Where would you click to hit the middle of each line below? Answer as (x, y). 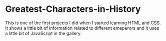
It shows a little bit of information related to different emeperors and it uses (82, 28)
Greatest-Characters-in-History (73, 9)
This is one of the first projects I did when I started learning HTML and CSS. (83, 23)
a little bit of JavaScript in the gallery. (43, 33)
